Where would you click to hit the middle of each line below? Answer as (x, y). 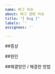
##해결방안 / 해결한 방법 (28, 67)
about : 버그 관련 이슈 (25, 14)
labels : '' (16, 23)
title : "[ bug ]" (22, 18)
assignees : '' (19, 28)
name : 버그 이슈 (19, 9)
